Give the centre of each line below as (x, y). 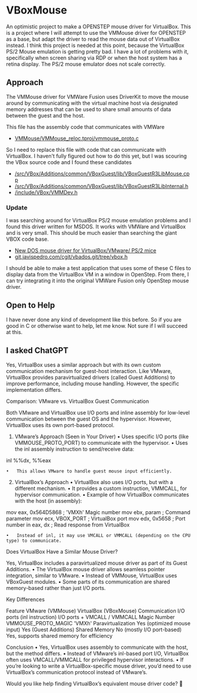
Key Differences (26, 599)
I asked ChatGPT (37, 351)
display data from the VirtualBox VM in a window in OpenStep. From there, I (98, 275)
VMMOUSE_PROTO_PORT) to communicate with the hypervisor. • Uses (101, 442)
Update (17, 208)
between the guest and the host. (46, 115)
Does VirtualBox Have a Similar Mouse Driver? (62, 551)
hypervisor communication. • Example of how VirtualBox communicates (102, 494)
